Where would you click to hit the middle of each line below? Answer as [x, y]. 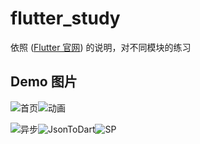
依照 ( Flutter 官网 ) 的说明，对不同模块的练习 [101, 47]
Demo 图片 [44, 82]
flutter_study [65, 18]
